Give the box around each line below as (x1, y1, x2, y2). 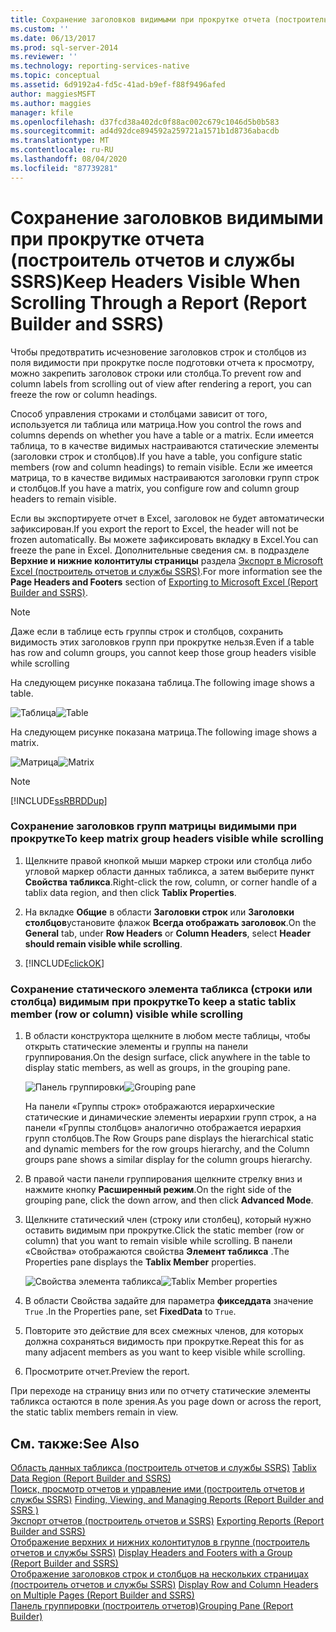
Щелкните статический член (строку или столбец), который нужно (24, 1214, 312, 1226)
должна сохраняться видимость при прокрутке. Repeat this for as (24, 1336, 305, 1348)
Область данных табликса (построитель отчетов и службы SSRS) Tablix (10, 1461, 317, 1473)
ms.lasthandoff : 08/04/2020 (10, 154, 128, 164)
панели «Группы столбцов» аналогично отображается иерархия (24, 1122, 302, 1134)
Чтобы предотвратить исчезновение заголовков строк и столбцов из (10, 346, 307, 358)
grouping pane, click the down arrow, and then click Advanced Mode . (24, 1194, 314, 1206)
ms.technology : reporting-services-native (10, 61, 190, 71)
